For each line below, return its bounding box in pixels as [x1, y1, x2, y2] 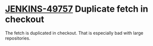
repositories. [5, 35, 31, 41]
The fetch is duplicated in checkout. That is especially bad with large [5, 30, 144, 36]
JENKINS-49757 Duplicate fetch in [5, 3, 148, 15]
